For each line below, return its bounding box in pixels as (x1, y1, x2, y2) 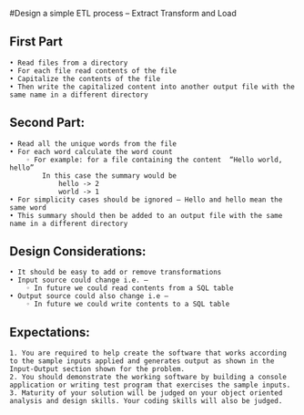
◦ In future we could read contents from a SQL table (25, 284, 234, 293)
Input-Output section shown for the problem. (9, 365, 185, 374)
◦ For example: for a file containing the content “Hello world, (25, 155, 283, 164)
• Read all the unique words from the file (9, 139, 177, 149)
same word (9, 202, 47, 213)
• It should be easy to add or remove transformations (9, 268, 222, 277)
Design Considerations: (9, 244, 147, 259)
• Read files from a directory (9, 58, 128, 67)
